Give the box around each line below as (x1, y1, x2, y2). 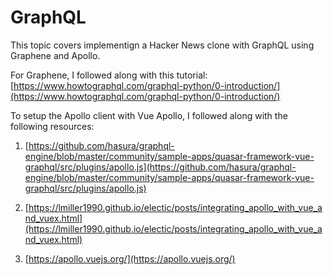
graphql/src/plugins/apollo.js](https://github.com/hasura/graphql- (24, 161, 297, 173)
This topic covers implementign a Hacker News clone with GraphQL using (10, 39, 315, 51)
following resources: (10, 120, 95, 132)
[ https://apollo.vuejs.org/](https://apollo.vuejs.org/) (24, 252, 236, 265)
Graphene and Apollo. (10, 49, 101, 61)
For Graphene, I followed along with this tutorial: (10, 69, 208, 81)
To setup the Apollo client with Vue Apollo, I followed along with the (10, 109, 288, 121)
